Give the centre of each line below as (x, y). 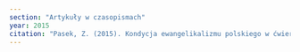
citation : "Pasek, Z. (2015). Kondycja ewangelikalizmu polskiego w (139, 33)
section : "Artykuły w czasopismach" (77, 17)
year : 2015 (29, 26)
